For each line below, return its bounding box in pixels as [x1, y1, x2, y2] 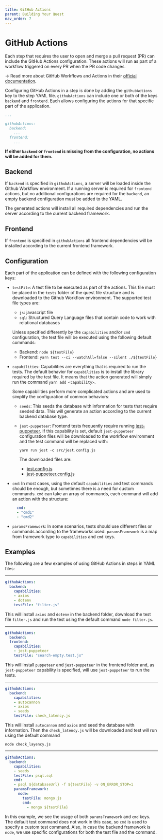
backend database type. [19, 413, 68, 419]
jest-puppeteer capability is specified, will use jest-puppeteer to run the [5, 667, 150, 672]
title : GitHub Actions [5, 7, 51, 12]
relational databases [19, 320, 60, 325]
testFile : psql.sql [14, 773, 53, 778]
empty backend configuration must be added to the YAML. [5, 196, 122, 202]
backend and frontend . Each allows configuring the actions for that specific [5, 98, 154, 104]
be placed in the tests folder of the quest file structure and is [12, 290, 135, 295]
